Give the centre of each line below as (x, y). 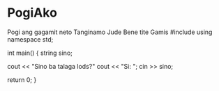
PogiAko (32, 13)
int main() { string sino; (40, 53)
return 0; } (22, 80)
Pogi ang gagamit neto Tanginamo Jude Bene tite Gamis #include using (110, 32)
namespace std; (30, 39)
